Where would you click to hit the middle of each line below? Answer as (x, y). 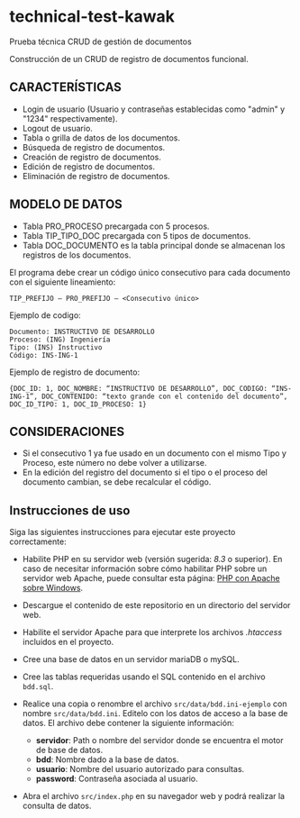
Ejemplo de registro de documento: (75, 372)
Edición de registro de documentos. (89, 166)
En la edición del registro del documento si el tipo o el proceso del (145, 473)
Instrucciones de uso (70, 510)
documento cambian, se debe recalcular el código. (117, 482)
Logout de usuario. (57, 128)
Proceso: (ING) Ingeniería (60, 340)
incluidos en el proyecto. (68, 642)
